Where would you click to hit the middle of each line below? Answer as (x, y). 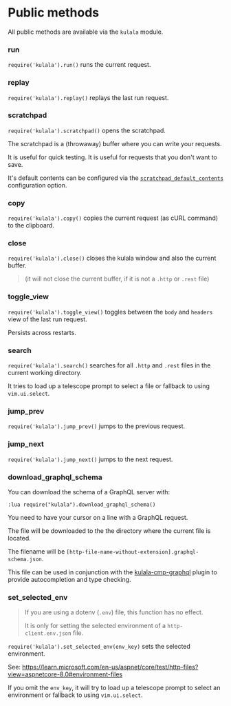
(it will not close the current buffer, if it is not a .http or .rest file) (117, 279)
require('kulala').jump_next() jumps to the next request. (90, 459)
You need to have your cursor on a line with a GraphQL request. (98, 517)
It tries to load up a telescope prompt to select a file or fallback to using (109, 386)
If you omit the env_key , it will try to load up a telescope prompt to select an (114, 688)
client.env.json (48, 634)
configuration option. (37, 185)
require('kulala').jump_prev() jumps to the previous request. (97, 426)
